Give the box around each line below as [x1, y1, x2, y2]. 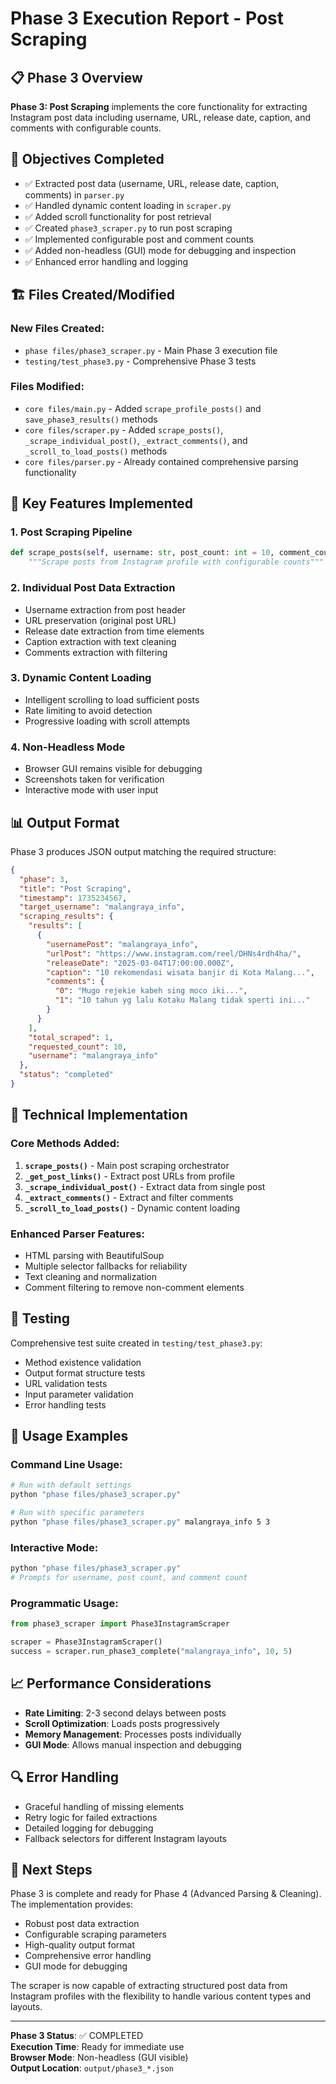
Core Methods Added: [10, 1137, 120, 1151]
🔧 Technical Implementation [10, 1107, 188, 1124]
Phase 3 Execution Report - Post [10, 7, 285, 30]
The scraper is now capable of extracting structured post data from [10, 1980, 288, 1992]
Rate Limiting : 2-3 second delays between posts [24, 1707, 227, 1719]
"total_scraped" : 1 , [28, 1032, 114, 1042]
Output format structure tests [24, 1367, 146, 1379]
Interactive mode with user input [24, 784, 159, 796]
